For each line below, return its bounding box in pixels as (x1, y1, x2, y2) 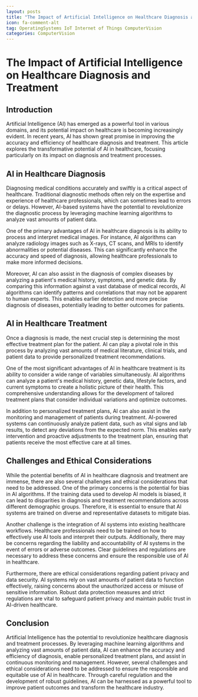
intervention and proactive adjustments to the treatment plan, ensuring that (6, 432, 189, 439)
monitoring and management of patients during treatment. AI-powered (6, 413, 177, 421)
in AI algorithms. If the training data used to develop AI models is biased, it (6, 490, 187, 497)
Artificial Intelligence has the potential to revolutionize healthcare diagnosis (6, 634, 189, 641)
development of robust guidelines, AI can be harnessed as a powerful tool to (6, 678, 192, 685)
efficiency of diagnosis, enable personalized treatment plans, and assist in (6, 653, 186, 660)
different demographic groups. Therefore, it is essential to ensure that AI (6, 503, 181, 510)
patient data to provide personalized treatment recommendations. (6, 353, 166, 360)
